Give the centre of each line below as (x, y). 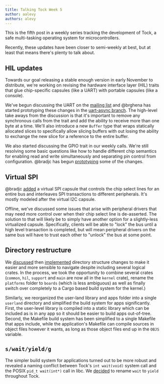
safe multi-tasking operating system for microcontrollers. (62, 38)
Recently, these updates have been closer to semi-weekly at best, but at (78, 48)
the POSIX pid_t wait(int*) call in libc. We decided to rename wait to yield (82, 371)
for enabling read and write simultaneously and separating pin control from (81, 156)
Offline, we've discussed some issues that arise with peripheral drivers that (81, 209)
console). (14, 96)
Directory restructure (38, 250)
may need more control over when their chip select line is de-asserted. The (81, 214)
